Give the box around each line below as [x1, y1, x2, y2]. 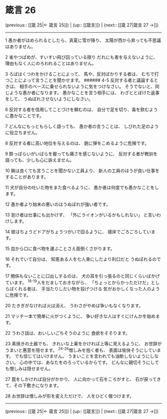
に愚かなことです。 [5, 113, 44, 119]
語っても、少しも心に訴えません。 [5, 157, 75, 163]
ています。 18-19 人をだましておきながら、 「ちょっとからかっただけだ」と [5, 278, 156, 285]
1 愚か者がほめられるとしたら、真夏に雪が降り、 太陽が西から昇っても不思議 [5, 37, 162, 43]
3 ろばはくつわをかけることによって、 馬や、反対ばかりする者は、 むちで [5, 71, 155, 77]
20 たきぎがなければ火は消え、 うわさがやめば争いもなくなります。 [5, 302, 143, 308]
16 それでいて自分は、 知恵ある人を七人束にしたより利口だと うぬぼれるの [5, 256, 157, 262]
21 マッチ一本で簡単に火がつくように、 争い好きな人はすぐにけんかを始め [5, 313, 156, 319]
